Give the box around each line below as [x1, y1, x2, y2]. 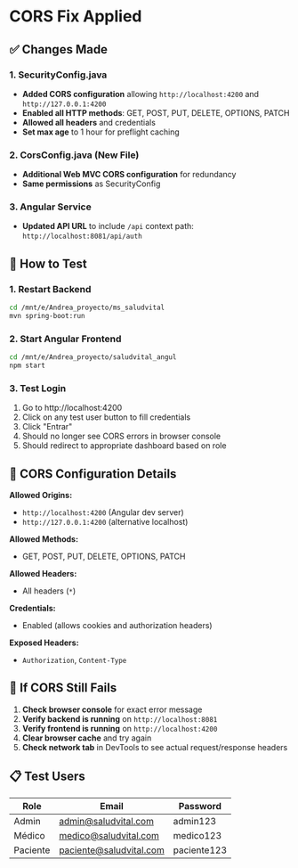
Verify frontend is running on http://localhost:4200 [21, 723, 218, 733]
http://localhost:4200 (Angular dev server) [21, 507, 184, 518]
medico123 [173, 829, 222, 841]
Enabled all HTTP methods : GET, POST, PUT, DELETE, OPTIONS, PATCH [21, 107, 290, 118]
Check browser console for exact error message [21, 704, 203, 715]
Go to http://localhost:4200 [21, 403, 123, 414]
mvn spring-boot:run [9, 312, 86, 321]
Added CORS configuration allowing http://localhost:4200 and [21, 88, 260, 99]
